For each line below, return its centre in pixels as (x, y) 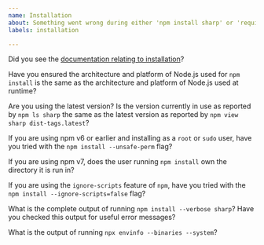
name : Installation (40, 15)
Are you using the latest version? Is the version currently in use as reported (130, 106)
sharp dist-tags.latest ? (49, 123)
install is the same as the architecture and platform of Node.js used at (123, 82)
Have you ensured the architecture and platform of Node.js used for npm (124, 75)
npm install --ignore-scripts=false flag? (77, 194)
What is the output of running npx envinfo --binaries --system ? (113, 232)
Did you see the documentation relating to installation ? (96, 59)
